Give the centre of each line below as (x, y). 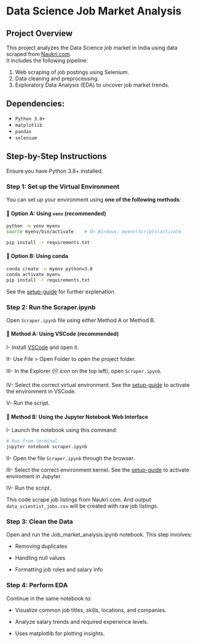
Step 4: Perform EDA (37, 585)
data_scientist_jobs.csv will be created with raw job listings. (82, 506)
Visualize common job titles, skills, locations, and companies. (91, 610)
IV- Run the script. (29, 488)
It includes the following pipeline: (47, 60)
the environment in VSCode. (41, 392)
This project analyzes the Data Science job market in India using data (92, 48)
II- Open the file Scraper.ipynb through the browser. (71, 458)
